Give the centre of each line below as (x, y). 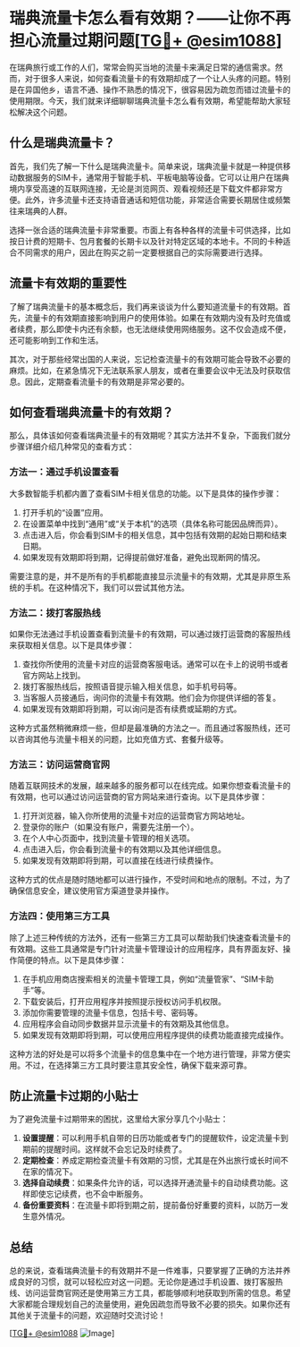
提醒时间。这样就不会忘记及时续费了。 (117, 1149)
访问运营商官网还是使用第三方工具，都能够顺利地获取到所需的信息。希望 (158, 1293)
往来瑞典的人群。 (41, 210)
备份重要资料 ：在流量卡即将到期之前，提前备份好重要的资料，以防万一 (151, 1206)
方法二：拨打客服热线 (55, 612)
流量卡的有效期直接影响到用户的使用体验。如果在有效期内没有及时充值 (154, 318)
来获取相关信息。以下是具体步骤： (72, 644)
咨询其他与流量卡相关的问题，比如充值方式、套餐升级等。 (122, 738)
